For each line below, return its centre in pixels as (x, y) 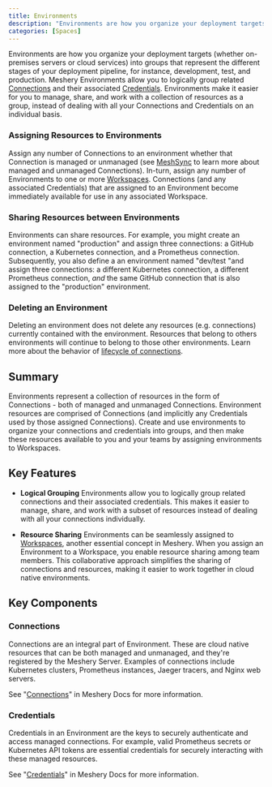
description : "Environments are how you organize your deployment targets (137, 24)
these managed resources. (53, 759)
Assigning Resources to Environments (85, 135)
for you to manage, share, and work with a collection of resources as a (126, 97)
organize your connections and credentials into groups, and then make (126, 431)
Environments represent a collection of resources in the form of (114, 396)
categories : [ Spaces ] (45, 31)
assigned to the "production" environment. (80, 286)
